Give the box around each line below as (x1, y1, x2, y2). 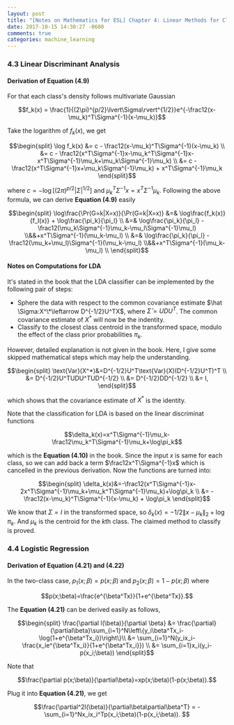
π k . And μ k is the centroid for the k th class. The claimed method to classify (7, 518, 221, 527)
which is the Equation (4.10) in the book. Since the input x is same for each (7, 451, 223, 460)
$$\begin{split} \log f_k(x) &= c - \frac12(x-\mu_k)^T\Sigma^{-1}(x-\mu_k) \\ (9, 142, 225, 150)
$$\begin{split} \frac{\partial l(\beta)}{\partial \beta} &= (17, 619, 176, 627)
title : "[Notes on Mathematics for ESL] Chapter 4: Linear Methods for (7, 17, 219, 24)
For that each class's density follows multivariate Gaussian (7, 92, 175, 101)
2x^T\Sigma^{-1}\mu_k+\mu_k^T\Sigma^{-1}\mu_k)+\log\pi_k (19, 487, 194, 496)
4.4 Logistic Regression (7, 543, 89, 553)
